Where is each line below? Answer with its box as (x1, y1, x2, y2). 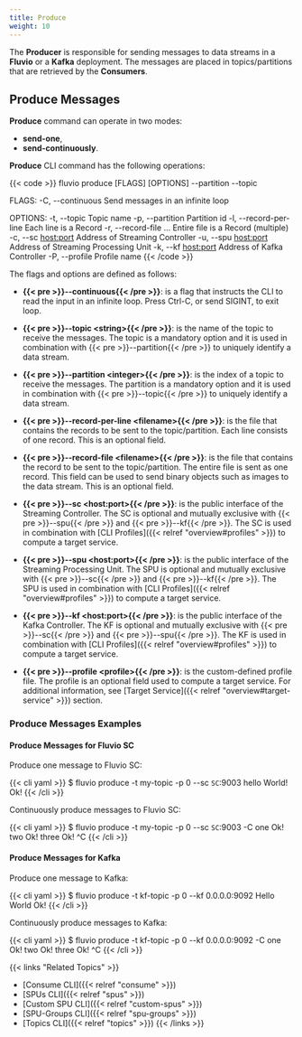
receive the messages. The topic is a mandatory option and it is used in (22, 332, 288, 343)
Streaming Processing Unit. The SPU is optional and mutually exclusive (22, 564, 287, 575)
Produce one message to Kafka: (9, 873, 129, 883)
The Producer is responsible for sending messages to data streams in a (9, 46, 276, 57)
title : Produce (9, 13, 67, 23)
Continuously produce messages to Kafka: (9, 917, 168, 928)
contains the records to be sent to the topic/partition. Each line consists (22, 425, 288, 436)
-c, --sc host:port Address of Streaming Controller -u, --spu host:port (9, 232, 269, 243)
